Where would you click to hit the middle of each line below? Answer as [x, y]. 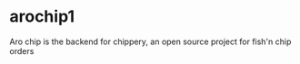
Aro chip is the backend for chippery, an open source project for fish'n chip [150, 41]
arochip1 [42, 17]
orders [22, 50]
